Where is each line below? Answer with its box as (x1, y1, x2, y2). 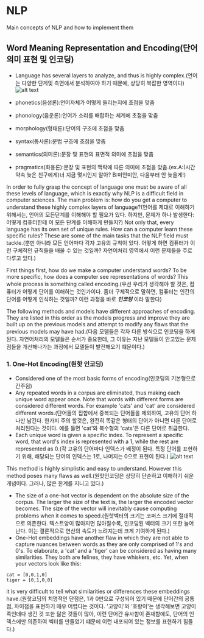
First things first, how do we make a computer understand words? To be (6, 266, 187, 274)
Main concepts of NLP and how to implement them (6, 24, 134, 31)
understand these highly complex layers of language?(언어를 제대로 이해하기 (6, 203, 195, 211)
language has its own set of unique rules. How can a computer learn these (6, 225, 193, 233)
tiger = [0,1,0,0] (6, 577, 53, 583)
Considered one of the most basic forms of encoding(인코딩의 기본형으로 (15, 375, 196, 382)
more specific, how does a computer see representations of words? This (6, 273, 189, 280)
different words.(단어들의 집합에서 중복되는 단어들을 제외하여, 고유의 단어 (15, 409, 191, 417)
